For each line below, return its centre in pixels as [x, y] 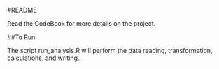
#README [22, 10]
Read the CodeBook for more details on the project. [82, 23]
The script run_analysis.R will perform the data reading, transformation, [110, 51]
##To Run [21, 37]
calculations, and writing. [43, 58]
